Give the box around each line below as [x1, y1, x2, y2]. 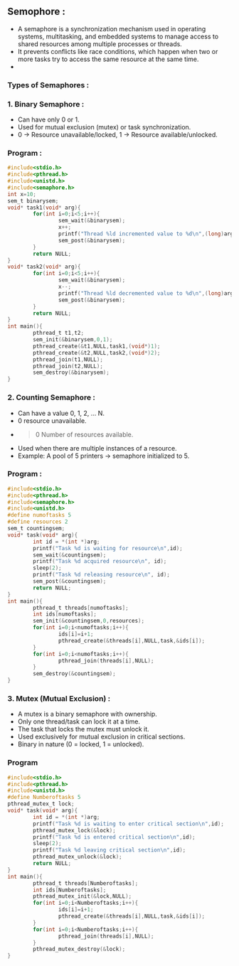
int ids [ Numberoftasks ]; [33, 886, 107, 893]
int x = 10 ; [7, 190, 37, 198]
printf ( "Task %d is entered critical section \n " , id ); [33, 833, 196, 841]
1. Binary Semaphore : [7, 99, 85, 109]
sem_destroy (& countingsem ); [33, 670, 116, 677]
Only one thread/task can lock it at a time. [17, 717, 141, 726]
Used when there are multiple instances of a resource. [17, 444, 177, 452]
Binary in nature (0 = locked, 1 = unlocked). [17, 740, 144, 748]
